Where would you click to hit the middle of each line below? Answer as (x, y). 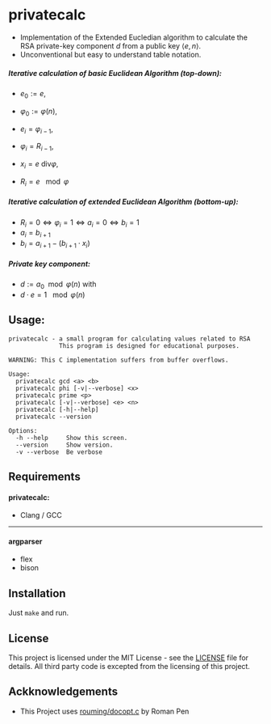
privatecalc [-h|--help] (57, 409)
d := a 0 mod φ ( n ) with (58, 285)
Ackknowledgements (63, 692)
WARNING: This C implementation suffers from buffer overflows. (119, 360)
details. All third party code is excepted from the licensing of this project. (129, 667)
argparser (25, 541)
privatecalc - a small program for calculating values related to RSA (129, 339)
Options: (23, 430)
